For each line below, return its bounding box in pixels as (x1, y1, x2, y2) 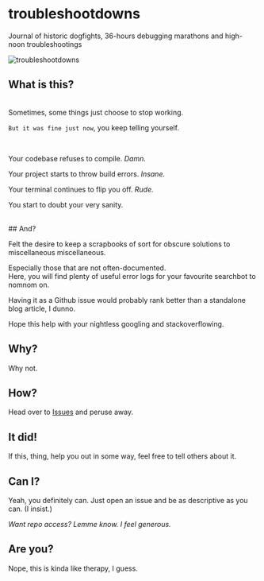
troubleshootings (26, 39, 82, 48)
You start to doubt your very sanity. (8, 199, 124, 209)
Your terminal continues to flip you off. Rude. (8, 184, 155, 194)
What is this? (8, 78, 75, 91)
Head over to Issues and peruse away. (8, 407, 133, 417)
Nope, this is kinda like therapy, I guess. (8, 564, 139, 573)
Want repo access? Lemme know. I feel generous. (8, 520, 172, 529)
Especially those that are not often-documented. (8, 263, 166, 273)
